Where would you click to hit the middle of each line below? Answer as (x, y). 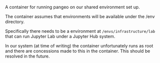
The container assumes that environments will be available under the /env (80, 16)
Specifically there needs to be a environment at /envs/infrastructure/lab (80, 31)
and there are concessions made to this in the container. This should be (78, 51)
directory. (15, 22)
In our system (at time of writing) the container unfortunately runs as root (79, 46)
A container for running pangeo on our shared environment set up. (73, 7)
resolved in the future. (28, 56)
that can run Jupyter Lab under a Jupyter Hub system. (60, 36)
